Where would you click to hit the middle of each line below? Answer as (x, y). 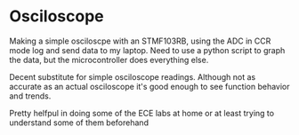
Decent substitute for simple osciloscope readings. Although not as (133, 76)
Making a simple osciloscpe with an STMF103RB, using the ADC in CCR (140, 41)
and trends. (30, 96)
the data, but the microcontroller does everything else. (109, 60)
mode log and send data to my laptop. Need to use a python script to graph (147, 50)
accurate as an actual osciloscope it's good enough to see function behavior (149, 86)
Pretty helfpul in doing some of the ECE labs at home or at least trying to (141, 113)
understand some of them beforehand (79, 123)
